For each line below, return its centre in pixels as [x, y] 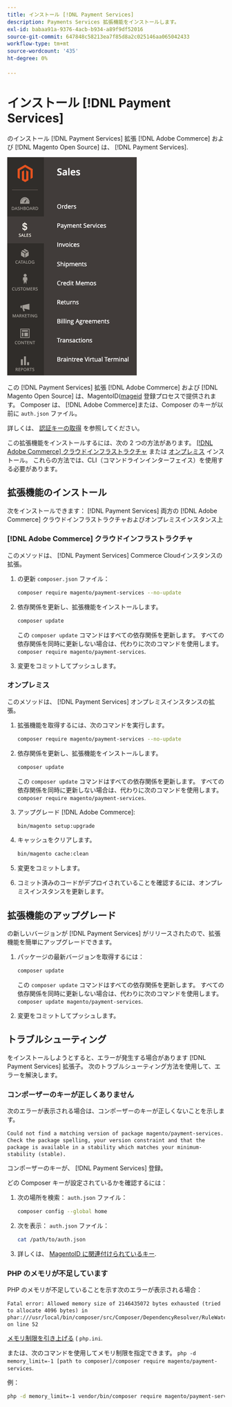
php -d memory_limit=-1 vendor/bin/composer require [85, 1397]
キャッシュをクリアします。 [56, 840]
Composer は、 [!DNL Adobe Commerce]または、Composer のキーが [119, 405]
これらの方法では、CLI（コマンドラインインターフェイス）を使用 [125, 460]
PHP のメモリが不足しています [58, 1273]
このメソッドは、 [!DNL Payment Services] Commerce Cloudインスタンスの [115, 555]
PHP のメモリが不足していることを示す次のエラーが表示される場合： [105, 1290]
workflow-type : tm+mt [38, 44]
